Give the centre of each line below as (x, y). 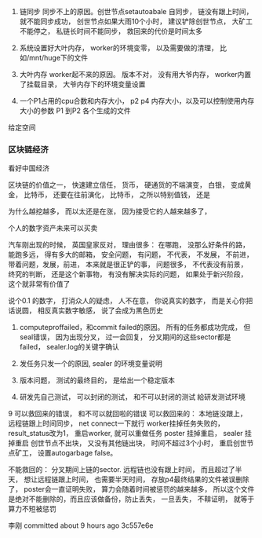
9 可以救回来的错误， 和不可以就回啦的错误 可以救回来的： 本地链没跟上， (127, 414)
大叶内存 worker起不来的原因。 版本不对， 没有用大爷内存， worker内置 (135, 74)
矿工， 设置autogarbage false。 (66, 453)
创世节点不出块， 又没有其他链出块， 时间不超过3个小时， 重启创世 (138, 443)
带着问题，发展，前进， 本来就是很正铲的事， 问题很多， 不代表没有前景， (128, 265)
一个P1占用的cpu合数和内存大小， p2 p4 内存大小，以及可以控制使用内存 (137, 101)
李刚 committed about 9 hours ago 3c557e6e (81, 525)
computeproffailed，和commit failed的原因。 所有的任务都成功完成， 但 (135, 328)
